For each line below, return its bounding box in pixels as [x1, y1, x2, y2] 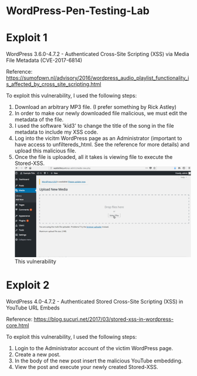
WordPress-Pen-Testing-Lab [6, 4, 150, 18]
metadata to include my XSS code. [14, 128, 98, 136]
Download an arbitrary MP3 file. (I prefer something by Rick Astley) [14, 104, 177, 111]
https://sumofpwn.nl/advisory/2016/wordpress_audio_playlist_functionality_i [6, 75, 189, 82]
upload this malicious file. [14, 147, 76, 154]
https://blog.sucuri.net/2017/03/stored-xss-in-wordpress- [33, 316, 174, 323]
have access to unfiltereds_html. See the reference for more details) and [14, 141, 190, 148]
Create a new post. [14, 351, 61, 358]
